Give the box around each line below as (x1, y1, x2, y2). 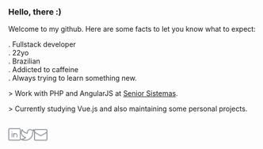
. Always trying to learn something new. (8, 74, 137, 83)
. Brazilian (8, 56, 41, 66)
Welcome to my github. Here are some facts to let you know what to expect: (8, 25, 256, 34)
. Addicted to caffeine (8, 65, 79, 74)
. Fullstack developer (8, 40, 77, 49)
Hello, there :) (8, 6, 62, 17)
